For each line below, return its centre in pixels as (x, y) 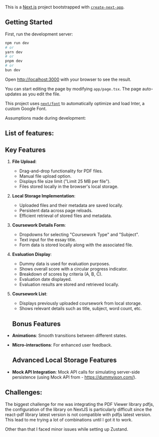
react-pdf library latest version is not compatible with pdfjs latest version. (78, 414)
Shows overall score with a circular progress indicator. (73, 269)
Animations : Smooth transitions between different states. (69, 335)
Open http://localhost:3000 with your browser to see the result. (68, 79)
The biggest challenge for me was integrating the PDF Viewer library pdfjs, (79, 404)
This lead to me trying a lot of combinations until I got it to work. (69, 419)
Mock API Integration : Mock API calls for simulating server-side (76, 372)
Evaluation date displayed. (46, 279)
